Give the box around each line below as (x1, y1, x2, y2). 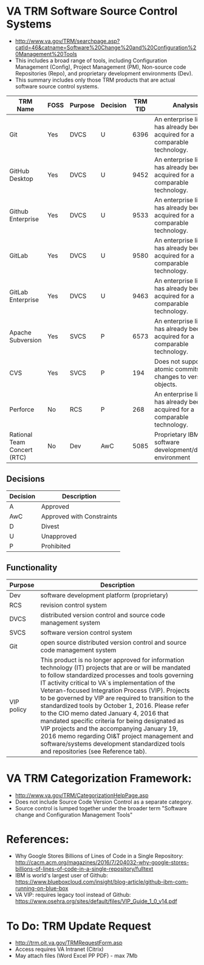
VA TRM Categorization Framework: (6, 771, 192, 785)
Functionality (6, 562, 58, 573)
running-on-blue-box (15, 885, 69, 892)
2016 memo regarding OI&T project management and (40, 732, 194, 740)
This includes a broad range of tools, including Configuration (15, 57, 168, 64)
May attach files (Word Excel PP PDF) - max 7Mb (15, 952, 138, 960)
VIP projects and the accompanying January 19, (40, 724, 178, 732)
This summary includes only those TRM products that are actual (15, 76, 175, 83)
